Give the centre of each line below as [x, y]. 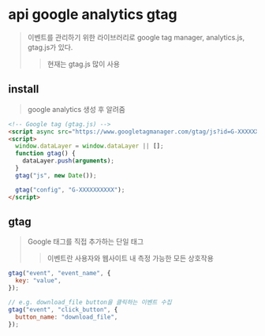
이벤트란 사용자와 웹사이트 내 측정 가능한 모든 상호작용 [131, 259]
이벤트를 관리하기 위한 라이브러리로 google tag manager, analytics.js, [136, 37]
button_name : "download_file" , [67, 317]
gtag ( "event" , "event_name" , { [60, 274]
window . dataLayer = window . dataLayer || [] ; [90, 146]
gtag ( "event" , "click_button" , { [63, 309]
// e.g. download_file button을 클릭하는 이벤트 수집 [90, 302]
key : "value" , [38, 281]
